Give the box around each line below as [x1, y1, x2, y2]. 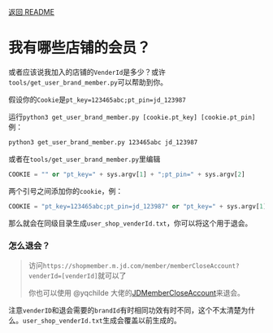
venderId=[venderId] [28, 272, 98, 280]
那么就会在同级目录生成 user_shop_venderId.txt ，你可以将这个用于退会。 [8, 218, 253, 228]
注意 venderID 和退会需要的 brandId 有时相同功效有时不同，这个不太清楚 [8, 305, 241, 315]
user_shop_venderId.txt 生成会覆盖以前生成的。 [23, 315, 181, 325]
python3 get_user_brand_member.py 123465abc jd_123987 [8, 138, 198, 147]
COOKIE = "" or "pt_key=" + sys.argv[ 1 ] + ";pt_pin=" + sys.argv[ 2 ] [8, 170, 245, 178]
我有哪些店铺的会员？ [8, 39, 152, 57]
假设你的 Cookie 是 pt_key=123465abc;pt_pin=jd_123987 [8, 94, 187, 104]
